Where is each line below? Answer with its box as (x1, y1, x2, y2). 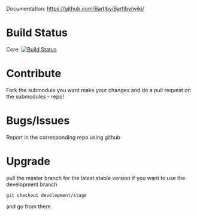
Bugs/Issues (6, 114, 70, 127)
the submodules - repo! (6, 93, 65, 100)
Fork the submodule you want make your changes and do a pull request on (6, 86, 191, 93)
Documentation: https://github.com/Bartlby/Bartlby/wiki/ (6, 5, 145, 12)
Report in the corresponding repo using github (6, 133, 121, 141)
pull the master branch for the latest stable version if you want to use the (6, 174, 186, 181)
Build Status (6, 26, 68, 39)
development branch (6, 181, 58, 188)
